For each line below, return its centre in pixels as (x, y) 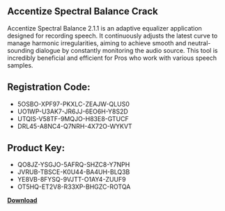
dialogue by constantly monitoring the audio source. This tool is (127, 50)
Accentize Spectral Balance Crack (83, 11)
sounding (21, 50)
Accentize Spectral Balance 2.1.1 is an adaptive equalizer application (104, 28)
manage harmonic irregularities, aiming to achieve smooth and (97, 43)
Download (22, 201)
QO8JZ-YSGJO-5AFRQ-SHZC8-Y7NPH (73, 165)
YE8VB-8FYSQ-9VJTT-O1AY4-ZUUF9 (72, 180)
